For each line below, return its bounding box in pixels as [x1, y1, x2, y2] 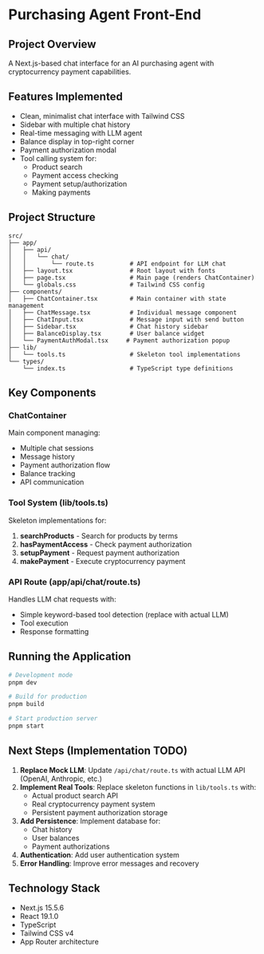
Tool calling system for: [19, 153, 97, 163]
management [8, 302, 45, 309]
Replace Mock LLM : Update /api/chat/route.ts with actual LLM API [19, 765, 246, 775]
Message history [19, 452, 76, 462]
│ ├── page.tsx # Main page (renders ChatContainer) [8, 274, 255, 282]
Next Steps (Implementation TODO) [8, 744, 188, 758]
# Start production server [8, 715, 98, 723]
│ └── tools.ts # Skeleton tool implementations [8, 350, 241, 358]
